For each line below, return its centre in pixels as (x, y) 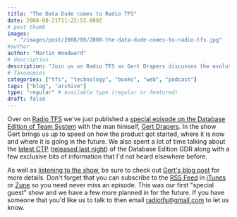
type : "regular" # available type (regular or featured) (93, 92)
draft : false (26, 99)
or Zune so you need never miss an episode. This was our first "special (110, 185)
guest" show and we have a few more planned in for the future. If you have (116, 192)
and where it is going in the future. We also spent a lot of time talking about (116, 141)
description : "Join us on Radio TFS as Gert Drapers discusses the (109, 66)
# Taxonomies (26, 73)
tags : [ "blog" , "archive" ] (47, 86)
